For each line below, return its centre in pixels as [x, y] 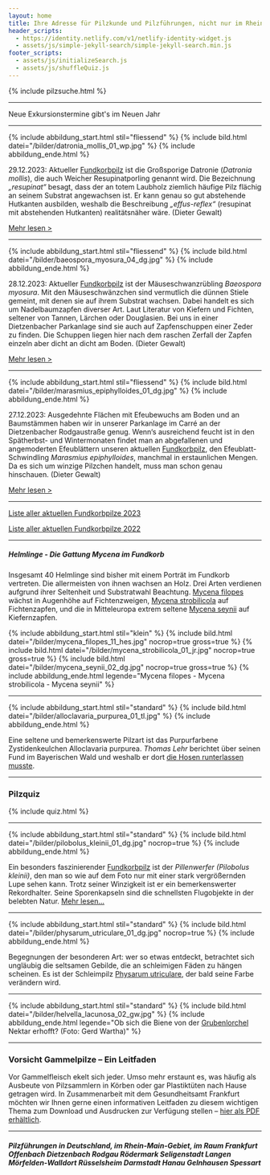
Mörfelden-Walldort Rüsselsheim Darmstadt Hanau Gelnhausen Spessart [135, 1162]
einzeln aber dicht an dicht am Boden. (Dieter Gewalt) [97, 343]
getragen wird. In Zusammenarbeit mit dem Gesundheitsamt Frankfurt [124, 1094]
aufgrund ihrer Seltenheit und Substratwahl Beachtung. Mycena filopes [126, 592]
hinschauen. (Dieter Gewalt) [55, 474]
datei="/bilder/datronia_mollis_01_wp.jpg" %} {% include [102, 145]
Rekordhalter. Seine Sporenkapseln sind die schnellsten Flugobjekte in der [131, 893]
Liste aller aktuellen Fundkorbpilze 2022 [75, 528]
